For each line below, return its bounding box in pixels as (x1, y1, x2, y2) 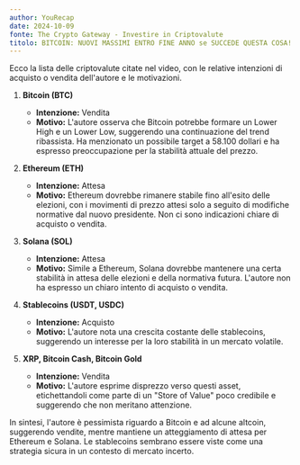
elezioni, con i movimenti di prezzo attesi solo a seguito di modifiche (35, 200, 290, 210)
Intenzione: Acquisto (35, 317, 115, 328)
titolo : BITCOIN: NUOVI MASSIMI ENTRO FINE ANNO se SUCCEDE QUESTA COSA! (9, 38, 293, 48)
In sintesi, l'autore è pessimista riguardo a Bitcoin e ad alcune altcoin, (9, 417, 267, 428)
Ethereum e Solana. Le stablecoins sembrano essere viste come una (9, 436, 264, 447)
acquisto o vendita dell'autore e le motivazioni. (9, 73, 182, 84)
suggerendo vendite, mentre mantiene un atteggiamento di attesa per (9, 426, 268, 437)
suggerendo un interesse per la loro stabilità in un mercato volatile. (35, 336, 284, 347)
